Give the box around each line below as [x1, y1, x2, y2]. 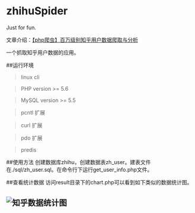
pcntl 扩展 [20, 109, 46, 116]
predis [20, 146, 37, 153]
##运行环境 [6, 61, 34, 69]
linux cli [20, 73, 40, 81]
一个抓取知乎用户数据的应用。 [6, 49, 79, 56]
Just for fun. [6, 24, 37, 31]
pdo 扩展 [20, 134, 43, 141]
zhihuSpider [6, 4, 68, 18]
